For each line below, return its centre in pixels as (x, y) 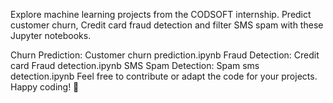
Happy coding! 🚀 (45, 87)
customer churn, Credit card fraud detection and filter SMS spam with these (167, 25)
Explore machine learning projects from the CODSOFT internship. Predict (161, 14)
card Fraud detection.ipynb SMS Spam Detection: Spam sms (135, 65)
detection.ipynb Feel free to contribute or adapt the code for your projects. (164, 76)
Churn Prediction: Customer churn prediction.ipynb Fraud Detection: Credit (165, 55)
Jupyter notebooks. (51, 35)
